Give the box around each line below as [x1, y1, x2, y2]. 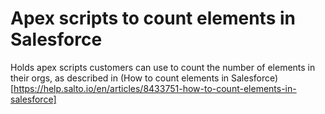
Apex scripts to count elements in [10, 7, 296, 30]
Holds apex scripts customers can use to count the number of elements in [10, 61, 316, 73]
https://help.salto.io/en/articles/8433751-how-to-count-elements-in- [13, 82, 297, 94]
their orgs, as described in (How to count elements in [10, 72, 230, 84]
